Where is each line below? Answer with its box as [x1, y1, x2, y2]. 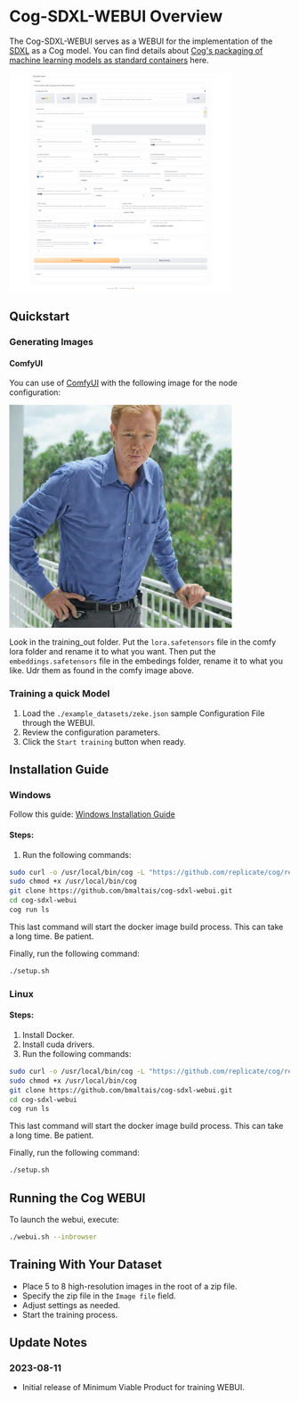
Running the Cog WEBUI [9, 1191, 146, 1206]
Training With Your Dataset [9, 1257, 163, 1273]
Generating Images [9, 336, 93, 349]
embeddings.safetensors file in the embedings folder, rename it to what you [9, 655, 283, 666]
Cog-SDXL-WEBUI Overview [9, 6, 223, 27]
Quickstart [9, 309, 70, 325]
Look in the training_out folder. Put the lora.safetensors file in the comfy [9, 637, 277, 647]
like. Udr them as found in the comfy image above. [9, 665, 194, 676]
